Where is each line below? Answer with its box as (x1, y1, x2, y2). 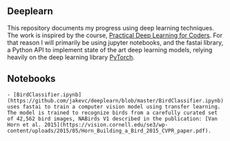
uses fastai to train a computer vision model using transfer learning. (7, 103, 221, 110)
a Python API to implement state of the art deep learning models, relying (7, 45, 213, 54)
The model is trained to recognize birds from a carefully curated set (7, 109, 218, 116)
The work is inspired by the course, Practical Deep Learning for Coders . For (7, 31, 223, 39)
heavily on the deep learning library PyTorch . (7, 53, 135, 61)
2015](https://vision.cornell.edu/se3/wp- (44, 121, 169, 128)
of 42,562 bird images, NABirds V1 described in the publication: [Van (7, 115, 218, 122)
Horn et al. (7, 121, 41, 128)
